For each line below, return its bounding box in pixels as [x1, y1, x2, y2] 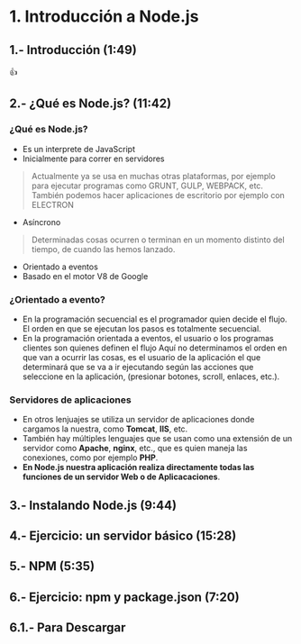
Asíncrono [22, 216, 61, 227]
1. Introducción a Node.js [9, 6, 199, 27]
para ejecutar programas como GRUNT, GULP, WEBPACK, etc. [31, 180, 264, 191]
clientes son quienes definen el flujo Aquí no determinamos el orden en [22, 342, 287, 353]
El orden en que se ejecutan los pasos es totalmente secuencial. [22, 322, 261, 334]
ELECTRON [31, 199, 75, 210]
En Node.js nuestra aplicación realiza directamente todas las [22, 462, 255, 473]
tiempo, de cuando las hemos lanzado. [31, 243, 176, 254]
